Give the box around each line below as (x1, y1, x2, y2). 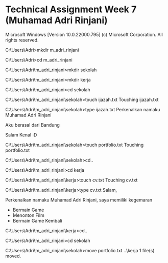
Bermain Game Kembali (12, 217, 62, 224)
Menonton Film (12, 212, 44, 218)
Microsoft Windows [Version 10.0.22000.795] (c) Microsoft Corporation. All (5, 31, 163, 37)
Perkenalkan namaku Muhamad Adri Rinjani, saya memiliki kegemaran (5, 196, 153, 203)
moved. (5, 253, 21, 259)
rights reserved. (5, 37, 39, 43)
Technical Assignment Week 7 (5, 4, 137, 15)
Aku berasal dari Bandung (5, 122, 60, 128)
